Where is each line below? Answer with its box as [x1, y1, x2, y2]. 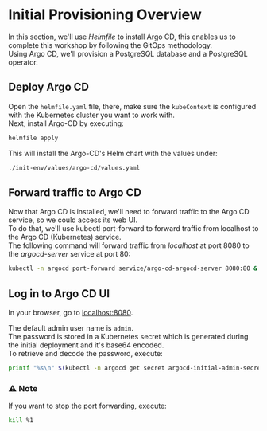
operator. [8, 57, 38, 67]
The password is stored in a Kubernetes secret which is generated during [8, 332, 249, 341]
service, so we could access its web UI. [8, 215, 138, 225]
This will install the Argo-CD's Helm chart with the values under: [8, 148, 219, 158]
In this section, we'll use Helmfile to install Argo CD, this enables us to [8, 32, 236, 41]
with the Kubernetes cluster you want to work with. [8, 110, 175, 120]
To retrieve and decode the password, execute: [8, 349, 163, 358]
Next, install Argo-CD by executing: [8, 118, 125, 128]
